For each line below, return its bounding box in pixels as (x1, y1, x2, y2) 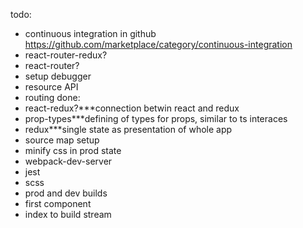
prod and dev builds (24, 187, 108, 199)
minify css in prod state (24, 145, 122, 156)
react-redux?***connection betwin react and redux (24, 102, 240, 114)
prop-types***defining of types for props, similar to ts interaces (24, 113, 288, 124)
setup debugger (24, 70, 92, 82)
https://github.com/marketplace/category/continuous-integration (24, 39, 293, 50)
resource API (24, 81, 79, 93)
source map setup (24, 134, 100, 146)
